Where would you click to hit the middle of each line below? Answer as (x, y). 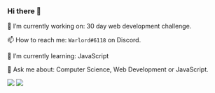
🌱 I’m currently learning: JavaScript (58, 56)
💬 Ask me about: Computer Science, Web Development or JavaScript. (108, 69)
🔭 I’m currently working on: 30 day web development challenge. (99, 26)
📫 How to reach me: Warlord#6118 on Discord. (74, 40)
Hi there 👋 (25, 11)
